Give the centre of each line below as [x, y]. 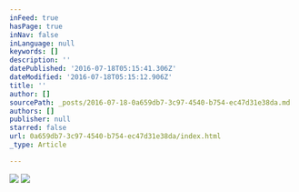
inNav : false [34, 35]
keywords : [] [34, 52]
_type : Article [38, 145]
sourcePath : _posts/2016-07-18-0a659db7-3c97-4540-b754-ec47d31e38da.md [150, 102]
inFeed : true [34, 18]
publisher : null [40, 119]
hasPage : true [36, 26]
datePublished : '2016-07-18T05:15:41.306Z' [93, 69]
